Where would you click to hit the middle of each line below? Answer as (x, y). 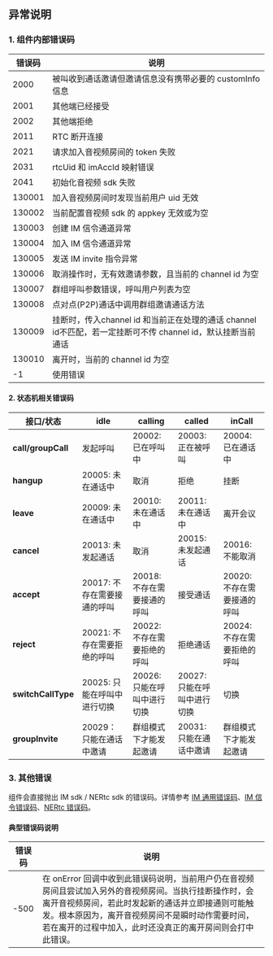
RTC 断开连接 (78, 137)
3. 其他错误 (30, 778)
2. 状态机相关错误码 (41, 398)
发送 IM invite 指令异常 (95, 259)
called (196, 421)
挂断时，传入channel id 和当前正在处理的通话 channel (155, 320)
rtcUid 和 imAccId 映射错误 (103, 167)
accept (26, 594)
